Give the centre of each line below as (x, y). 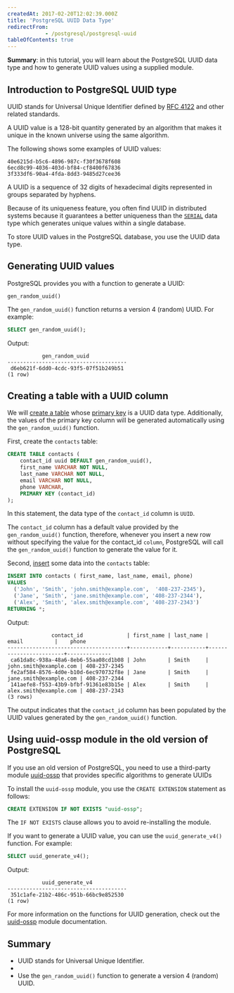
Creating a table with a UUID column (88, 396)
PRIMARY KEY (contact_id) (58, 493)
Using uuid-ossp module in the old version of (108, 740)
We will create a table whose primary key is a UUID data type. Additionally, (115, 413)
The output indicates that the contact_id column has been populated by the (117, 710)
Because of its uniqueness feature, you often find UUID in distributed (107, 208)
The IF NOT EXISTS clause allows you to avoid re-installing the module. (109, 822)
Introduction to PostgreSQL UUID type (92, 90)
